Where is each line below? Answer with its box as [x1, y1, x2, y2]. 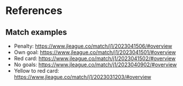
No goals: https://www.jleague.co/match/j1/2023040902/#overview [13, 61, 177, 68]
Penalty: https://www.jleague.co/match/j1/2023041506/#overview [13, 42, 173, 49]
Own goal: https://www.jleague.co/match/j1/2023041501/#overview [13, 49, 176, 56]
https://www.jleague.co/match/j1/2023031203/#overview [13, 74, 152, 80]
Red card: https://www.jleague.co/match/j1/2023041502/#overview [13, 55, 176, 62]
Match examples [5, 27, 68, 37]
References [5, 4, 62, 17]
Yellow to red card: [13, 67, 59, 74]
